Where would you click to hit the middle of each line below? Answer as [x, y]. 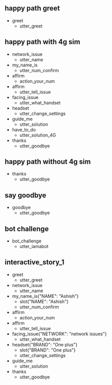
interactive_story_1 [35, 262]
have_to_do [24, 129]
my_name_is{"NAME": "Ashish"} [45, 296]
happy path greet [32, 8]
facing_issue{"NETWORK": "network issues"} [59, 334]
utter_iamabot [34, 247]
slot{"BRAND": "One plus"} [48, 350]
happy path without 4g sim [48, 162]
